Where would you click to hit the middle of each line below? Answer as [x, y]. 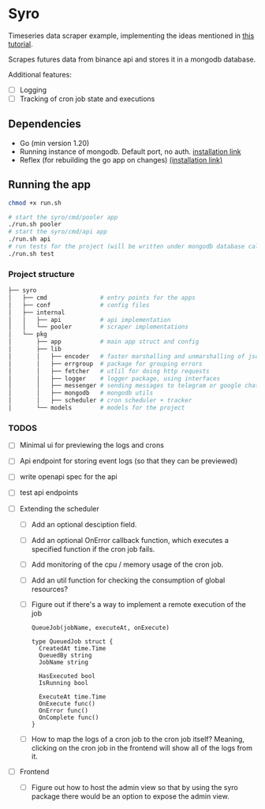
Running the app [49, 185]
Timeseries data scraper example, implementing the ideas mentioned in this [131, 36]
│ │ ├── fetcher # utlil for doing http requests [109, 371]
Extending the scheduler [60, 508]
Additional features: [40, 74]
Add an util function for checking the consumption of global [128, 580]
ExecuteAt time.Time [72, 697]
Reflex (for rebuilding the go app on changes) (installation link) [121, 159]
